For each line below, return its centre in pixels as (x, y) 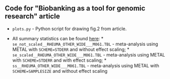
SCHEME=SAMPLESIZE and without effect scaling (60, 71)
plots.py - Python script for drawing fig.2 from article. (69, 29)
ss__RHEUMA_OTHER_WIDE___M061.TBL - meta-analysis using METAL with (86, 65)
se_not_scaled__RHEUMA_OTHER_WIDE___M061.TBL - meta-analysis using (85, 44)
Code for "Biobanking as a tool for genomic (75, 8)
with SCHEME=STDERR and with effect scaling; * (59, 60)
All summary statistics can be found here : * (58, 38)
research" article (32, 17)
